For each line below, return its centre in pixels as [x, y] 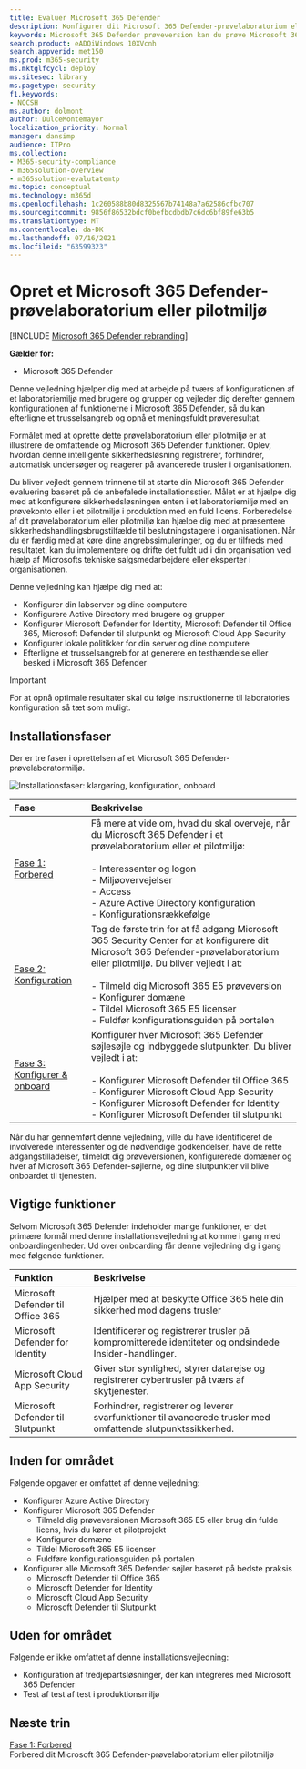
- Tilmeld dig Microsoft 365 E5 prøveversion [186, 986]
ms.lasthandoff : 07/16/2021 [63, 238]
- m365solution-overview [56, 170]
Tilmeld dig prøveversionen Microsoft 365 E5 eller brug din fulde [157, 1520]
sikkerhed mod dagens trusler [157, 1310]
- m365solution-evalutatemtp [65, 178]
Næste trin [40, 1723]
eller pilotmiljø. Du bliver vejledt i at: [167, 963]
